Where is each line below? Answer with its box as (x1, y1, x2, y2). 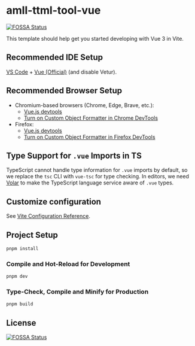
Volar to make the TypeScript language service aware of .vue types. (6, 179, 174, 186)
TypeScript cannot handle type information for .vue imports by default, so (6, 166, 188, 174)
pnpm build (6, 301, 33, 307)
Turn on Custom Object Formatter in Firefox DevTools (23, 133, 156, 141)
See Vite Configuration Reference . (6, 213, 91, 220)
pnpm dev (6, 274, 28, 280)
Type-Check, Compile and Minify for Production (6, 287, 149, 296)
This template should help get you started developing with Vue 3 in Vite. (6, 35, 184, 42)
